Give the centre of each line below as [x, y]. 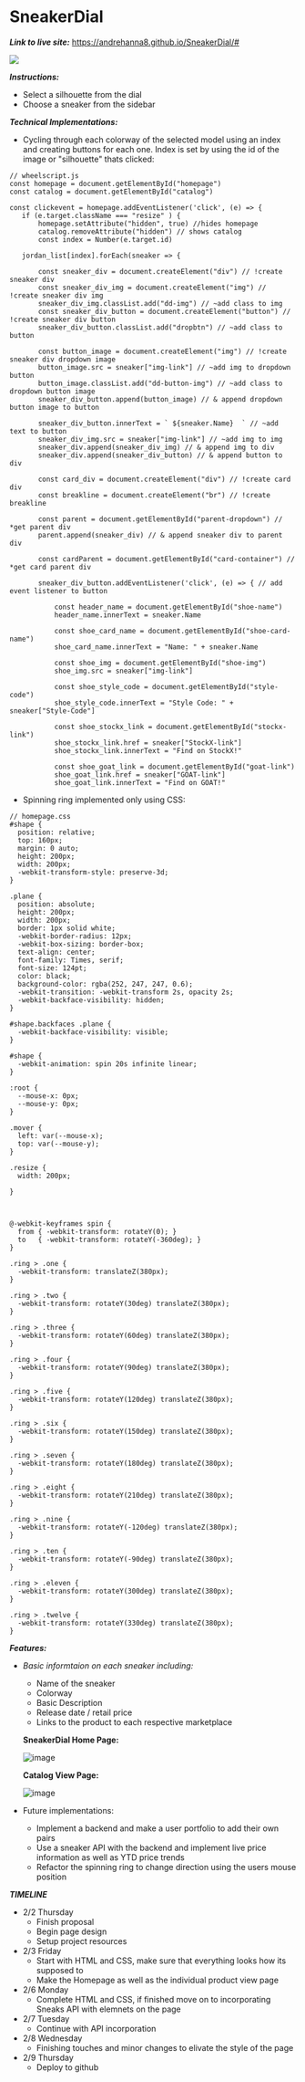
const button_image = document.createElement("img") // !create [162, 351]
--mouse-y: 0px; [48, 1104]
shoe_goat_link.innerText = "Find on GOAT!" [140, 782]
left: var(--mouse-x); [61, 1135]
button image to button [55, 407]
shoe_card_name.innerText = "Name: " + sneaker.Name [156, 647]
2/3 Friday [42, 1951]
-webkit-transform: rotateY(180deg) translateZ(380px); [126, 1463]
